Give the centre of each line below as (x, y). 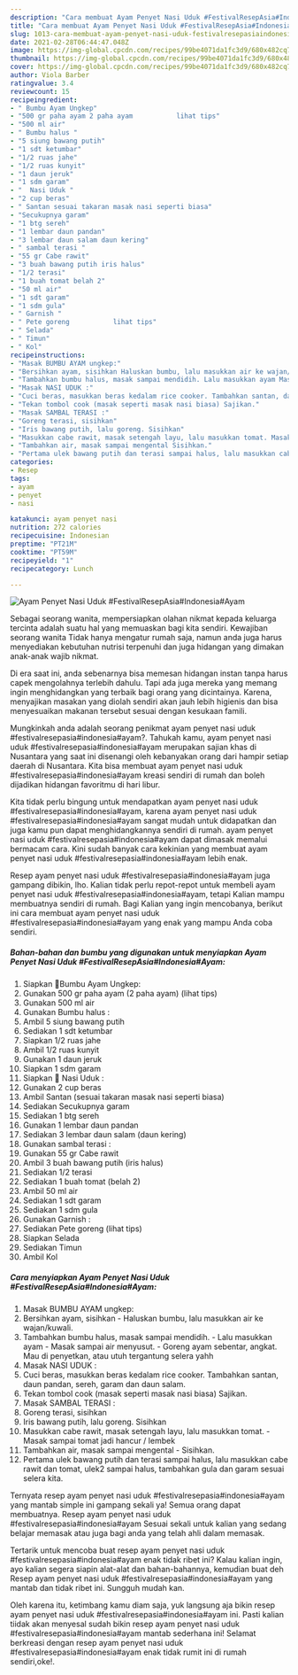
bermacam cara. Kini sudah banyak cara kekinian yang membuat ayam (139, 849)
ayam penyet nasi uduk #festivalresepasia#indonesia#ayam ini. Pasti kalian (147, 1615)
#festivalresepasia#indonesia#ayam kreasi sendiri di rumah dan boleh (138, 775)
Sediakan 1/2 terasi (57, 1172)
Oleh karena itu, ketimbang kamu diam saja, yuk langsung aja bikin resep (143, 1605)
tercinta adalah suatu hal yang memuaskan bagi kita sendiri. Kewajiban (139, 628)
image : (22, 50)
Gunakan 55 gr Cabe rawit (71, 1153)
